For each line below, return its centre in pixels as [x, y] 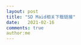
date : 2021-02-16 [30, 22]
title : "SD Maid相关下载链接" [41, 17]
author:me [18, 33]
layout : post [22, 11]
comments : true [25, 28]
